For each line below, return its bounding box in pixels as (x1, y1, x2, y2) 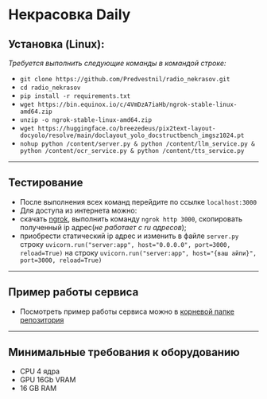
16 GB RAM (19, 384, 57, 393)
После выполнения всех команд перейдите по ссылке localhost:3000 (19, 197, 257, 206)
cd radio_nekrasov (19, 84, 81, 92)
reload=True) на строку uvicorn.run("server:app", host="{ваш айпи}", (19, 248, 257, 257)
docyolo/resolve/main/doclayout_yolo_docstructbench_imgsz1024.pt (19, 131, 245, 139)
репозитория (19, 315, 64, 324)
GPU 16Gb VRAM (19, 375, 76, 385)
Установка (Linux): (8, 37, 105, 51)
